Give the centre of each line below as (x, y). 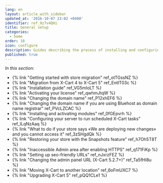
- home (16, 37)
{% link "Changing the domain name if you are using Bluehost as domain (85, 103)
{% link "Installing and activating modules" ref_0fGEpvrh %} (72, 114)
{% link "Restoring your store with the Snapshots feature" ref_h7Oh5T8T (84, 139)
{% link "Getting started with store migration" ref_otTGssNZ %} (75, 77)
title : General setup (27, 28)
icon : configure (21, 46)
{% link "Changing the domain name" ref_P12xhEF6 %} (67, 98)
